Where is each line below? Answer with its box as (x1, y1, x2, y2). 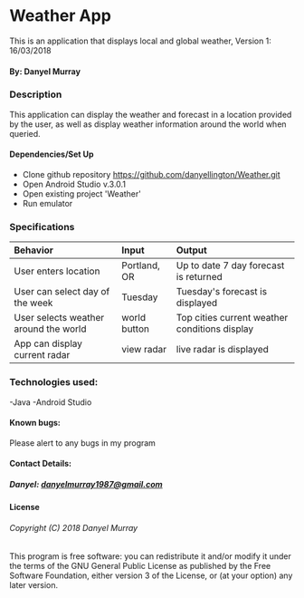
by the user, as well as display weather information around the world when (9, 119, 287, 130)
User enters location (14, 265, 100, 277)
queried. (9, 128, 41, 139)
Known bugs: (9, 418, 62, 429)
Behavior (14, 244, 54, 256)
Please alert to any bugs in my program (9, 437, 157, 448)
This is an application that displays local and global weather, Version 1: (9, 35, 271, 46)
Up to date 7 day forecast (176, 259, 285, 272)
